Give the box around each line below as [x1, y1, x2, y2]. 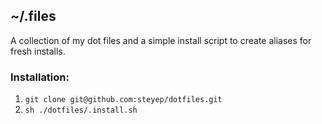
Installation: [10, 70, 70, 84]
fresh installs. [10, 45, 66, 57]
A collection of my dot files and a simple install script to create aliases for [10, 34, 312, 46]
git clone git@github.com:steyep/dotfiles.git [24, 95, 223, 105]
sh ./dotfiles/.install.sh [24, 105, 138, 116]
